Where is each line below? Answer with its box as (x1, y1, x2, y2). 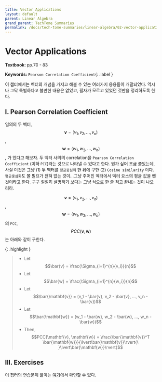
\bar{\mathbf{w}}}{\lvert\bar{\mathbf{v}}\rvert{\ (42, 339, 139, 345)
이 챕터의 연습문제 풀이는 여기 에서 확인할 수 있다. (5, 372, 96, 378)
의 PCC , (5, 221, 18, 226)
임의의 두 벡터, (5, 121, 32, 127)
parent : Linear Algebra (5, 16, 53, 21)
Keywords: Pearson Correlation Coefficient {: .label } (5, 71, 113, 78)
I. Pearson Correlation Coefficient (5, 108, 108, 116)
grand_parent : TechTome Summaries (5, 20, 75, 26)
